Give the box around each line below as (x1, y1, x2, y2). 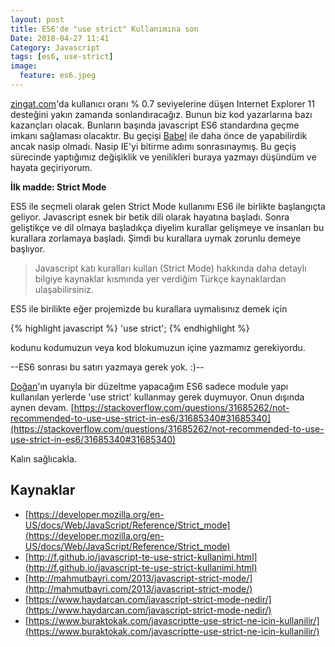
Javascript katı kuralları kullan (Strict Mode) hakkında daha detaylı (34, 262, 307, 274)
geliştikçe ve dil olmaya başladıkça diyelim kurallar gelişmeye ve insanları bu (10, 221, 325, 233)
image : (10, 61, 38, 71)
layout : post (10, 14, 65, 25)
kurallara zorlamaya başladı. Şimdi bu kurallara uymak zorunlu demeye (10, 232, 302, 244)
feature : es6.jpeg (19, 71, 97, 81)
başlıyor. (10, 242, 46, 255)
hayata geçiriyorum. (10, 161, 93, 173)
